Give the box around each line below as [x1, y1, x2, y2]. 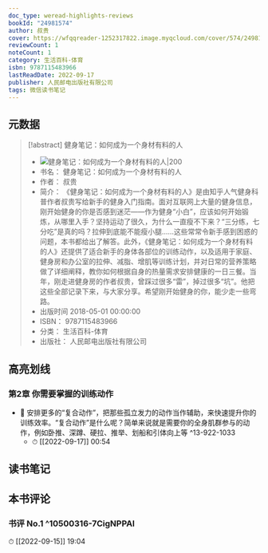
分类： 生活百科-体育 [39, 326, 108, 336]
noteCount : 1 [8, 49, 52, 57]
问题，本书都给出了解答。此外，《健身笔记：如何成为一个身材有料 [39, 237, 254, 247]
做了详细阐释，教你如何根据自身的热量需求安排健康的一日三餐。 [39, 267, 250, 276]
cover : [8, 34, 30, 42]
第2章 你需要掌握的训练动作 [8, 388, 114, 399]
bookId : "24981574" [8, 19, 73, 27]
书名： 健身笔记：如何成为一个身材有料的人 [39, 167, 182, 176]
